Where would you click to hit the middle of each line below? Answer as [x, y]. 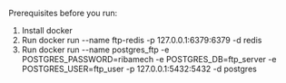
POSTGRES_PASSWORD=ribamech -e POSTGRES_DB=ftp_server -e [149, 59]
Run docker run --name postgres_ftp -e [95, 50]
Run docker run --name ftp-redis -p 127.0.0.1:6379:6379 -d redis [142, 40]
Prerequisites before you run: [63, 13]
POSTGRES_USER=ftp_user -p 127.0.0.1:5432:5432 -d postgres [139, 69]
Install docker [47, 30]
